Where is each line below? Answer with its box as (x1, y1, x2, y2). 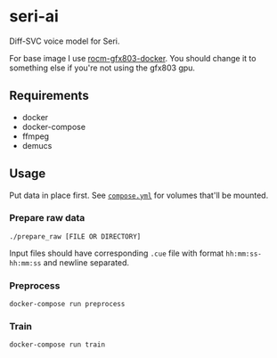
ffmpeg (21, 131, 50, 142)
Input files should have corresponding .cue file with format (9, 248, 224, 258)
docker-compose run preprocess (9, 300, 126, 309)
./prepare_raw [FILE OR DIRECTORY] (9, 232, 142, 241)
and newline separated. (43, 256, 130, 268)
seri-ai (9, 6, 60, 27)
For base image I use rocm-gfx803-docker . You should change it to (9, 53, 257, 63)
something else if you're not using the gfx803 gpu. (9, 62, 196, 73)
